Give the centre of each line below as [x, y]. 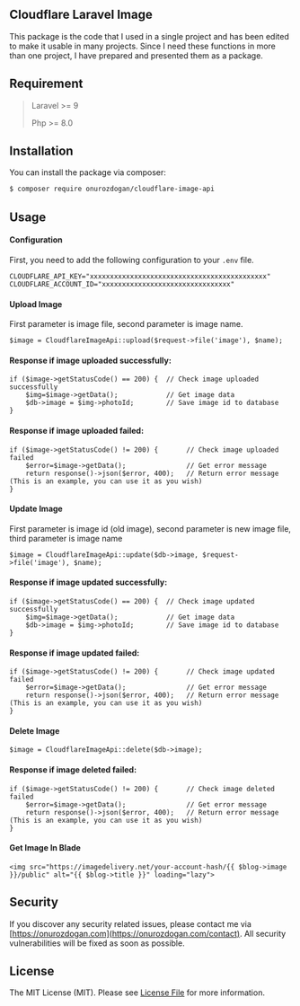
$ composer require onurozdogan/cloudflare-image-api [112, 189]
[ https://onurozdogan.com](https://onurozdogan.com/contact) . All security [148, 933]
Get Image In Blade [45, 848]
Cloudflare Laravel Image [81, 15]
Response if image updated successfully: [88, 582]
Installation [41, 151]
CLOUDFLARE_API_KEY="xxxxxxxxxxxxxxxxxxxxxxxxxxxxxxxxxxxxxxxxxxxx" [140, 276]
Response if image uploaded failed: [77, 430]
